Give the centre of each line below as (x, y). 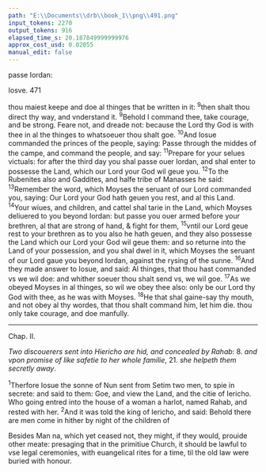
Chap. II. (22, 337)
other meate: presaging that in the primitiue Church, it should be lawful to (127, 443)
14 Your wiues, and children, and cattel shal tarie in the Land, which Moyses (130, 207)
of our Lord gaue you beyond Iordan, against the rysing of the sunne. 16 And (131, 260)
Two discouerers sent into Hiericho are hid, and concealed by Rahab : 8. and (133, 352)
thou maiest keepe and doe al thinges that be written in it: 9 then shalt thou (129, 106)
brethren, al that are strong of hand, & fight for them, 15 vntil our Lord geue (128, 225)
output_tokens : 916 (40, 30)
